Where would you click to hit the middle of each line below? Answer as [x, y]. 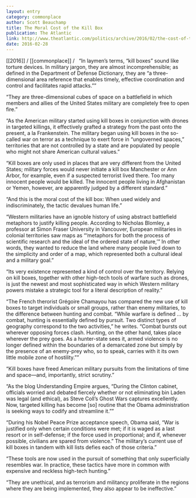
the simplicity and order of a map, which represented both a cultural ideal [94, 254]
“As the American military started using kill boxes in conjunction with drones [97, 120]
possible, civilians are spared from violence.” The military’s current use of [94, 441]
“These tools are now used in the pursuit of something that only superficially [98, 458]
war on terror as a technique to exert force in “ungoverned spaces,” [103, 139]
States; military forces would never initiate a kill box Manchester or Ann [91, 169]
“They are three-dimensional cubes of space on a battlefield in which [89, 96]
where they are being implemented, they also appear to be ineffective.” [91, 488]
